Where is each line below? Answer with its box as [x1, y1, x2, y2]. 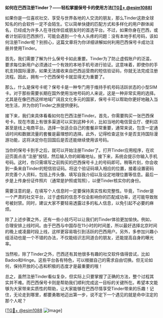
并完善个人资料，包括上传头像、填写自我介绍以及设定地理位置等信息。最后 [5, 172, 154, 177]
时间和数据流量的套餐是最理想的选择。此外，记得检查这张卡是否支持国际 [9, 131, 154, 136]
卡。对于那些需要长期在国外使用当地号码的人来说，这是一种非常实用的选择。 [5, 90, 158, 96]
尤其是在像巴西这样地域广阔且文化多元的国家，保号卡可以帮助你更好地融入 [5, 97, 154, 102]
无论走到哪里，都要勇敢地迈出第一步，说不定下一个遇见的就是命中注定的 [13, 292, 158, 298]
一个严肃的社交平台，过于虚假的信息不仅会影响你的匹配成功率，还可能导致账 [5, 194, 158, 200]
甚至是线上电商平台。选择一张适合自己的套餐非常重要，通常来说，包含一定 [5, 125, 154, 131]
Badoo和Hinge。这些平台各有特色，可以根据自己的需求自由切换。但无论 [5, 257, 149, 263]
